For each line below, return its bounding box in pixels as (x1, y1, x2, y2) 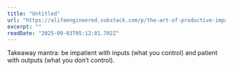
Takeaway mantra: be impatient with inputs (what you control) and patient (7, 49, 218, 57)
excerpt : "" (7, 23, 42, 30)
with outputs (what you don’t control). (7, 56, 115, 65)
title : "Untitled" (7, 10, 60, 17)
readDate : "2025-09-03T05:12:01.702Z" (7, 29, 119, 37)
